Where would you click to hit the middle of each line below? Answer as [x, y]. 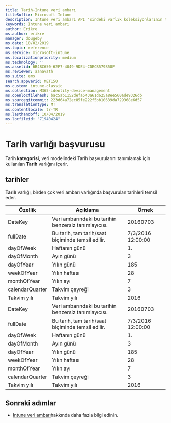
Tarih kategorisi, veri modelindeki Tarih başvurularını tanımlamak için [78, 158]
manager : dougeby [24, 39]
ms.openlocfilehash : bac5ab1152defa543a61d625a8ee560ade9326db [74, 95]
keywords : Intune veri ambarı [37, 24]
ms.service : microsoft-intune [37, 52]
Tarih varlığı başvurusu [55, 144]
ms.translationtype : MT [31, 105]
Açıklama [87, 210]
